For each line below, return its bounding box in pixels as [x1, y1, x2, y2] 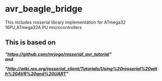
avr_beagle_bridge [5, 3, 83, 14]
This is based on [5, 39, 56, 47]
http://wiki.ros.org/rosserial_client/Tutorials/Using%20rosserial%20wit [7, 66, 157, 71]
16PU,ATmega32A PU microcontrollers [5, 24, 82, 30]
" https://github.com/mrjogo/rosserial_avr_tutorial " [5, 51, 112, 57]
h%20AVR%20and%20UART [5, 71, 67, 77]
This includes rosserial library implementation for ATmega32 [5, 19, 126, 25]
